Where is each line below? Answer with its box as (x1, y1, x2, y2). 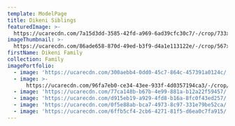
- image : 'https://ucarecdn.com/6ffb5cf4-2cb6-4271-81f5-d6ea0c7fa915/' (13, 108, 230, 115)
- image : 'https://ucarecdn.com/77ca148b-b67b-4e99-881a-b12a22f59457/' (13, 88, 230, 95)
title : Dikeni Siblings (7, 17, 77, 24)
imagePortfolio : (7, 62, 55, 69)
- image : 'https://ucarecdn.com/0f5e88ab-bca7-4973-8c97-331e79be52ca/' (13, 101, 230, 108)
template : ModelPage (7, 10, 68, 17)
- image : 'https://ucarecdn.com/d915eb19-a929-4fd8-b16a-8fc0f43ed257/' (13, 95, 230, 102)
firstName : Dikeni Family (7, 50, 83, 57)
